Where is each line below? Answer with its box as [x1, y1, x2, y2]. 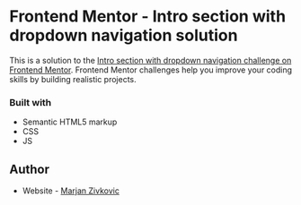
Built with [9, 96, 52, 108]
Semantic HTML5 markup [22, 116, 118, 127]
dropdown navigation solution [9, 25, 238, 46]
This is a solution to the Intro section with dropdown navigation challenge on [9, 55, 292, 65]
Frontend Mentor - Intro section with [9, 6, 286, 27]
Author [9, 161, 49, 176]
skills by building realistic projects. [9, 73, 137, 84]
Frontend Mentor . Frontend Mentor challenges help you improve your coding [9, 64, 293, 75]
